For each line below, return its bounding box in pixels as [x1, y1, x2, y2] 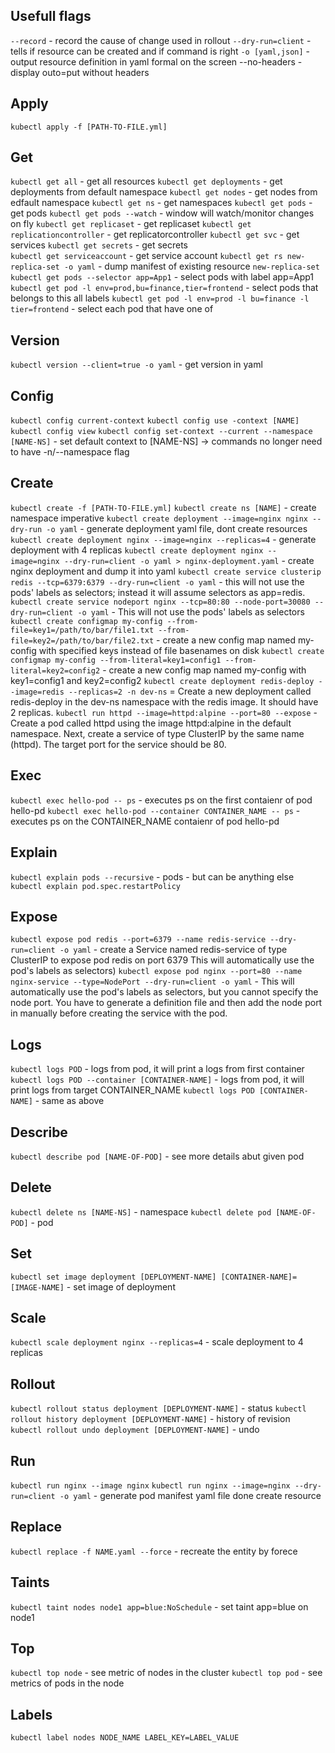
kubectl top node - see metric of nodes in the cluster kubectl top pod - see [10, 1667, 323, 1679]
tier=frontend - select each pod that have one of [10, 303, 214, 315]
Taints [10, 1574, 50, 1591]
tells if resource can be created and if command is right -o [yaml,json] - [10, 45, 311, 57]
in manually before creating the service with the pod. [10, 1007, 228, 1019]
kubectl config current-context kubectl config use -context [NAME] [10, 416, 300, 426]
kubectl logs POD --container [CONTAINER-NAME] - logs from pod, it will [10, 1074, 305, 1086]
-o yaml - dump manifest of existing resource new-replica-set [63, 260, 320, 273]
